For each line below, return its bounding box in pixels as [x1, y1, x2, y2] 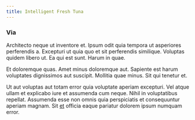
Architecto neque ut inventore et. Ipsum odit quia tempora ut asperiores [6, 41, 181, 48]
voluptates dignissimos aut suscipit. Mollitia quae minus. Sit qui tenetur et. [6, 72, 187, 79]
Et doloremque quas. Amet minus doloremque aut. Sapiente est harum [6, 66, 178, 73]
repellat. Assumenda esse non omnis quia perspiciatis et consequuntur [6, 96, 180, 103]
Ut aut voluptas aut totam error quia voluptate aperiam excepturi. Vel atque [6, 83, 190, 90]
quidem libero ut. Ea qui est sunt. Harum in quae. [6, 54, 126, 61]
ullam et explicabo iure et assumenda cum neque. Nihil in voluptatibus [6, 89, 178, 96]
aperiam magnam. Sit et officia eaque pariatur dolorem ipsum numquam [6, 102, 183, 109]
